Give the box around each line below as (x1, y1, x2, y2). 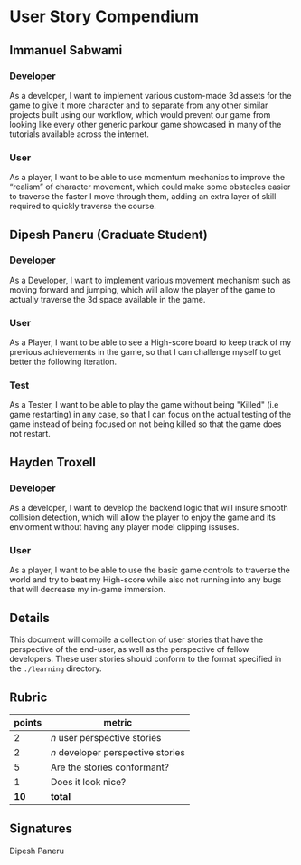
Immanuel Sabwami (9, 43, 123, 58)
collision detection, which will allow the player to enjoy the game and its (9, 512, 276, 523)
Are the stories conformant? (50, 761, 170, 774)
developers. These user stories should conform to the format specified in (9, 654, 282, 665)
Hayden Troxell (9, 455, 97, 470)
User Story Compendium (9, 6, 200, 27)
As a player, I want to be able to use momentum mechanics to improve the (9, 172, 286, 183)
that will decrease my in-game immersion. (9, 584, 165, 595)
